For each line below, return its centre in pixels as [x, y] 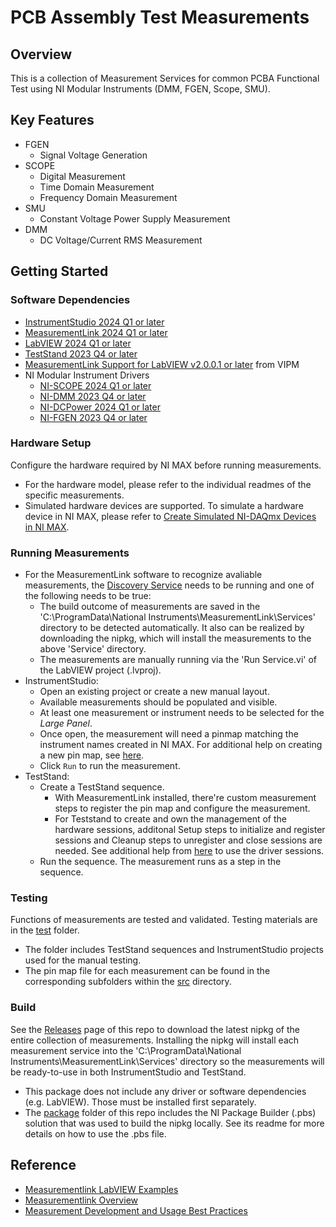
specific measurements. [74, 495]
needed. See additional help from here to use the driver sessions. [189, 851]
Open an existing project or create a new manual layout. [154, 692]
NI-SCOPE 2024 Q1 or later [95, 385]
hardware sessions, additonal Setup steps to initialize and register [190, 830]
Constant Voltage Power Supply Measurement [135, 218]
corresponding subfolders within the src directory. [128, 982]
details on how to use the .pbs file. [95, 1133]
